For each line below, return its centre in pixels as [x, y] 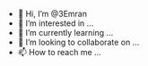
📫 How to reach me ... [59, 52]
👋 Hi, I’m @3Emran [52, 14]
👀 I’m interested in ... [56, 23]
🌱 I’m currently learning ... [65, 33]
